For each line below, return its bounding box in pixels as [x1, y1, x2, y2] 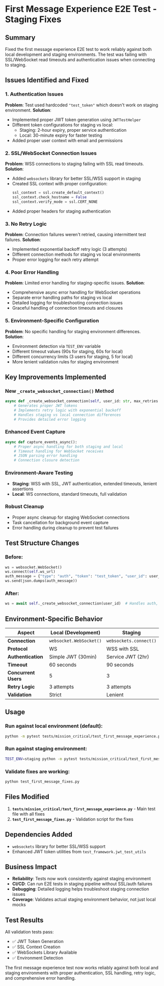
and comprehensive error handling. [5, 975, 76, 981]
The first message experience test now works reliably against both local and [5, 965, 159, 971]
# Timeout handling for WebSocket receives [14, 449, 104, 454]
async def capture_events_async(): [5, 439, 78, 444]
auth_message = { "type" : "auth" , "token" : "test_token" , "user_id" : [5, 574, 147, 579]
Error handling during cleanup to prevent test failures [12, 525, 119, 530]
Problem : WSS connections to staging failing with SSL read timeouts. [5, 161, 144, 167]
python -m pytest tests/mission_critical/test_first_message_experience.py [5, 734, 163, 739]
